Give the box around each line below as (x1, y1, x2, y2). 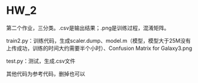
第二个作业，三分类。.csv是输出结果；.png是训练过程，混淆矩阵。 (6, 24, 170, 31)
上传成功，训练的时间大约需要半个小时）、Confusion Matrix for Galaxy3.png (6, 45, 193, 52)
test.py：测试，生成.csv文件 (6, 57, 76, 64)
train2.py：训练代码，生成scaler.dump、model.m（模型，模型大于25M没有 (6, 37, 191, 44)
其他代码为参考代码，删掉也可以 (6, 70, 85, 77)
